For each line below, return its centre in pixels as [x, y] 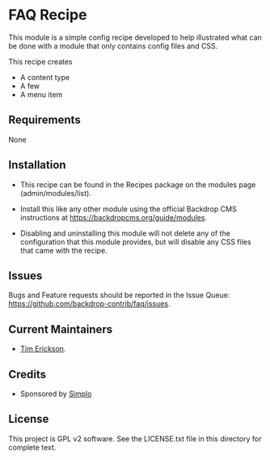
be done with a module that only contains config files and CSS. [113, 45]
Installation [37, 165]
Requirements [44, 120]
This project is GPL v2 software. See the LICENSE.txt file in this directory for [135, 438]
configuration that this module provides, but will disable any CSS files [136, 241]
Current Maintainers [61, 329]
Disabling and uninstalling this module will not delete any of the [125, 233]
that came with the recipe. [63, 250]
